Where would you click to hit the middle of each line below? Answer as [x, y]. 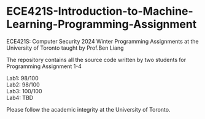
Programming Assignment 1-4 [44, 66]
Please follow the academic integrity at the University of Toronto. [88, 109]
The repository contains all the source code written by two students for [96, 60]
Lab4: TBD [20, 98]
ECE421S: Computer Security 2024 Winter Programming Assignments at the [103, 41]
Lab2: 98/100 [23, 85]
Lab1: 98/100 [22, 78]
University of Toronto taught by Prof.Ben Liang [65, 48]
